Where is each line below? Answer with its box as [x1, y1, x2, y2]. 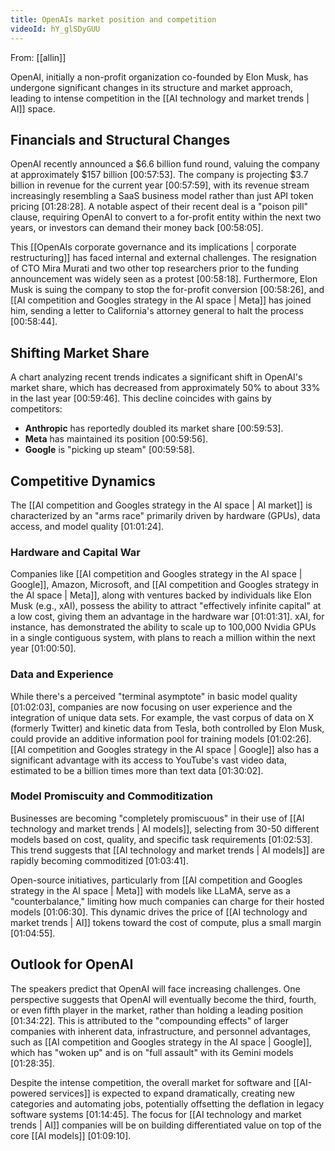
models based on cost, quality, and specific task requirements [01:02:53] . [10, 833, 313, 845]
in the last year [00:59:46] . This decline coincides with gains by [10, 392, 272, 405]
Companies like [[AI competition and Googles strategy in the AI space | [10, 568, 303, 580]
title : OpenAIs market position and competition [10, 14, 217, 25]
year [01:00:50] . [10, 642, 77, 655]
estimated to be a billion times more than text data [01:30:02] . [10, 764, 264, 776]
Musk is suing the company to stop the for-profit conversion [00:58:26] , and [10, 284, 325, 296]
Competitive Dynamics [10, 472, 156, 490]
